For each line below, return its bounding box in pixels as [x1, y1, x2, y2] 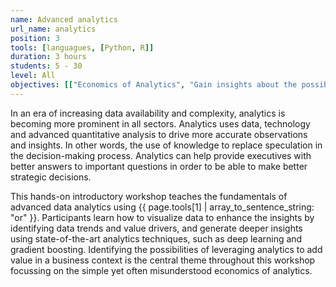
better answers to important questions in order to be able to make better [10, 160, 308, 172]
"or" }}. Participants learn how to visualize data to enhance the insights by [10, 211, 315, 223]
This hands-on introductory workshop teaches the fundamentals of [10, 190, 288, 202]
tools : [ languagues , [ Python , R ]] [10, 42, 155, 53]
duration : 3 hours [10, 52, 87, 62]
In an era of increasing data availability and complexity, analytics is [10, 107, 286, 119]
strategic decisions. [10, 171, 92, 183]
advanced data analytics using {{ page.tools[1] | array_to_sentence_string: [10, 201, 315, 213]
